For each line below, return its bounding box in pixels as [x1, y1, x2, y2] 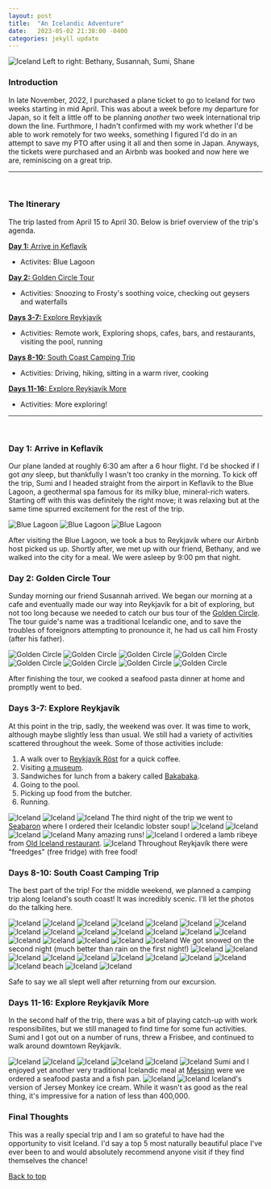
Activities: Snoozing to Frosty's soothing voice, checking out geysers [19, 288, 250, 297]
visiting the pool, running [19, 336, 103, 346]
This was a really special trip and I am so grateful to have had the [8, 1129, 225, 1140]
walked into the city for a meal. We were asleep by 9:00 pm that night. [8, 553, 241, 563]
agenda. [8, 226, 36, 235]
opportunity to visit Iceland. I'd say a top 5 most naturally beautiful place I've [8, 1138, 263, 1148]
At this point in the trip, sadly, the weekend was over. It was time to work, [8, 721, 252, 731]
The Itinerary [8, 199, 60, 210]
